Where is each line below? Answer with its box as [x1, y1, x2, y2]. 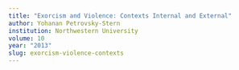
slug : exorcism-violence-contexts [8, 49, 125, 57]
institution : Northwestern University [8, 27, 138, 35]
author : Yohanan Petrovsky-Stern [8, 19, 121, 27]
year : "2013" [8, 42, 52, 50]
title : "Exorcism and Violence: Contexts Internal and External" [8, 11, 232, 20]
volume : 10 [8, 34, 45, 43]
